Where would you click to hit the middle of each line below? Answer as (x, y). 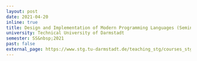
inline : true (22, 22)
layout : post (22, 11)
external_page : (25, 49)
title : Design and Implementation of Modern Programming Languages (90, 28)
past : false (21, 44)
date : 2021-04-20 (27, 17)
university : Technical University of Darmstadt (65, 33)
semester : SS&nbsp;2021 (35, 38)
